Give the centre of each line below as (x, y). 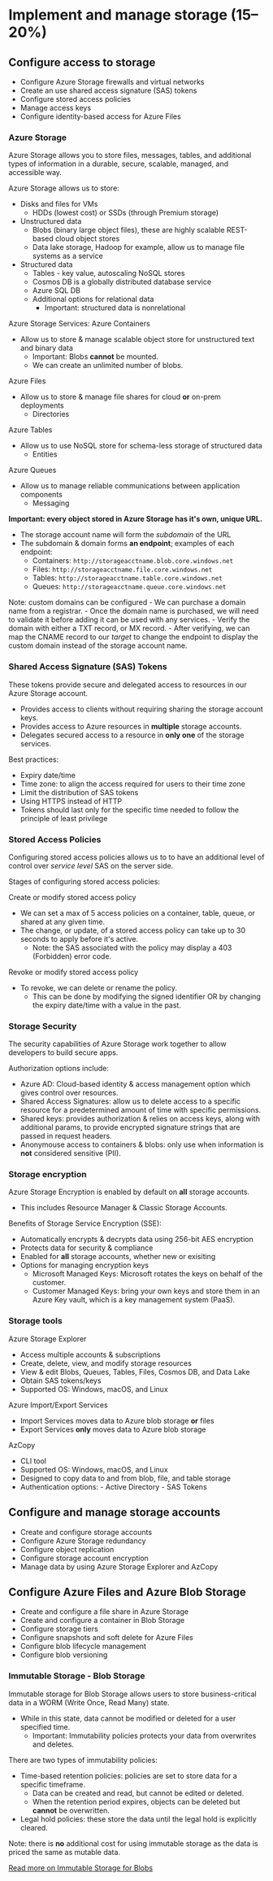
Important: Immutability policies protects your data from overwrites (144, 1735)
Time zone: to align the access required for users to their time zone (132, 784)
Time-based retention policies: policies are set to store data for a (128, 1775)
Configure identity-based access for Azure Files (100, 116)
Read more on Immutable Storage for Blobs (80, 1868)
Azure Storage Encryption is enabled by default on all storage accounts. (129, 1192)
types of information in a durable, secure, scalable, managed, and (119, 164)
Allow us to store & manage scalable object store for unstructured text (137, 339)
